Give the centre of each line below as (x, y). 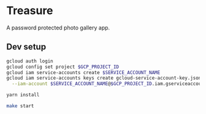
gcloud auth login (30, 61)
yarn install (23, 95)
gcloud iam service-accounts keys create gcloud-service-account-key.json (104, 78)
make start (20, 106)
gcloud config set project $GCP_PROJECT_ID (63, 67)
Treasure (30, 11)
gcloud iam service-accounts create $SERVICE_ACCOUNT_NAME (83, 72)
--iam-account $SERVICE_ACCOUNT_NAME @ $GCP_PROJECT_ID (82, 84)
